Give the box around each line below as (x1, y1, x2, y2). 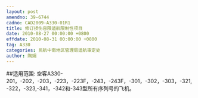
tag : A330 (6, 42, 31, 48)
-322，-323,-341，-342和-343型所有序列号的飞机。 (6, 84, 135, 92)
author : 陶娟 (6, 53, 37, 59)
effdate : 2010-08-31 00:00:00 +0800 (6, 36, 97, 42)
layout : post (6, 8, 39, 15)
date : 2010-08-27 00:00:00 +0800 (6, 31, 89, 37)
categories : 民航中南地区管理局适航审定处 (6, 48, 101, 53)
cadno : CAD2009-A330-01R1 (6, 20, 70, 26)
